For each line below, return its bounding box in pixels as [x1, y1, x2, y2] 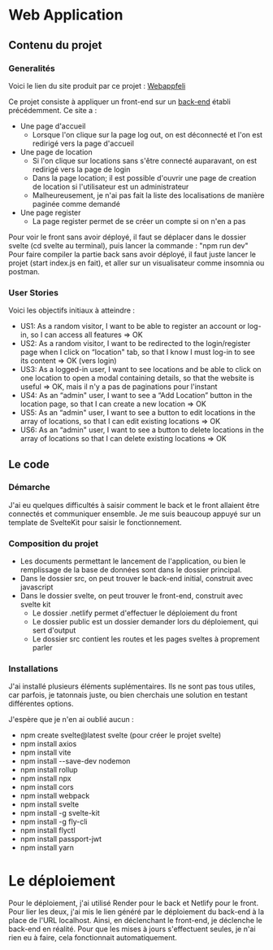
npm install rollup [19, 765, 79, 775]
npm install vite [19, 747, 71, 758]
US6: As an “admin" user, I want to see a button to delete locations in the [19, 425, 264, 435]
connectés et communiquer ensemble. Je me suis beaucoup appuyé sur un [8, 509, 262, 519]
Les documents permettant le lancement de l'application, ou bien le [19, 556, 246, 567]
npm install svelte [19, 799, 80, 809]
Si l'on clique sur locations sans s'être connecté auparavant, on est [32, 155, 258, 165]
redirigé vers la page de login [32, 164, 131, 174]
